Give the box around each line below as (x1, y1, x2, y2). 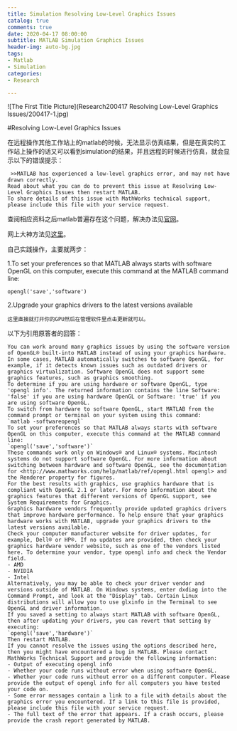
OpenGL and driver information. (7, 605, 103, 612)
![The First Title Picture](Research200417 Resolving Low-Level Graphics (7, 102, 219, 111)
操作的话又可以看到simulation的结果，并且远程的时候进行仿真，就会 (26, 147, 224, 156)
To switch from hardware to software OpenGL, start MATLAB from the (7, 406, 214, 413)
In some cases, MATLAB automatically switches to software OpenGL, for (7, 356, 224, 363)
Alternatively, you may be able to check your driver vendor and (7, 580, 204, 587)
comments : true (7, 23, 53, 31)
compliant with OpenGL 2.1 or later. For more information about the (7, 487, 218, 494)
